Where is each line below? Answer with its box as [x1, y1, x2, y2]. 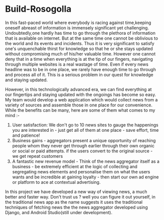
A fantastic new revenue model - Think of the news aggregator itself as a [12, 158, 160, 164]
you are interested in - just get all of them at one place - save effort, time [12, 127, 159, 133]
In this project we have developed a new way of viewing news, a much [5, 189, 148, 195]
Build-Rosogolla [5, 3, 72, 15]
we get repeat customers [12, 153, 63, 159]
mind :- [5, 112, 20, 118]
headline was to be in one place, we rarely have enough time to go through [5, 66, 156, 72]
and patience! [12, 132, 40, 138]
